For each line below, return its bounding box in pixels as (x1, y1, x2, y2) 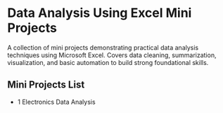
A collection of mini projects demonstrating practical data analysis (7, 43, 199, 52)
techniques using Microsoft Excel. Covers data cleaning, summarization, (7, 51, 217, 59)
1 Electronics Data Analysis (17, 97, 96, 106)
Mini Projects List (7, 79, 85, 91)
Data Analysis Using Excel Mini (7, 5, 192, 21)
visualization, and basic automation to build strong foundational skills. (7, 58, 209, 66)
